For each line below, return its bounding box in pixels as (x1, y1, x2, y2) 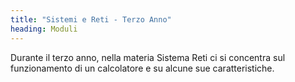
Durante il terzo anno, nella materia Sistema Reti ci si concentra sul (10, 51, 286, 63)
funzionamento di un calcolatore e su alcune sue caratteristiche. (10, 62, 275, 74)
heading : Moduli (10, 24, 78, 34)
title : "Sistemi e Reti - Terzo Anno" (10, 14, 172, 25)
